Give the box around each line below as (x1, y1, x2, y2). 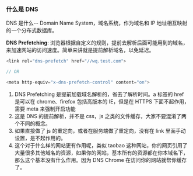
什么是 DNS (6, 5, 38, 13)
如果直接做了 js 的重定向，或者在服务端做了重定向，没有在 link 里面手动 (14, 127, 187, 134)
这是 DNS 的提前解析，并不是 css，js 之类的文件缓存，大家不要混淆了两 (14, 112, 187, 119)
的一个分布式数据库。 (6, 27, 57, 34)
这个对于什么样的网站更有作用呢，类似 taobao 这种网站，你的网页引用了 (14, 142, 188, 149)
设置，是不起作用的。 (14, 134, 66, 142)
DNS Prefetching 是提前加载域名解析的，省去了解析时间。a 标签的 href (14, 91, 184, 98)
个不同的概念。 (14, 120, 51, 127)
